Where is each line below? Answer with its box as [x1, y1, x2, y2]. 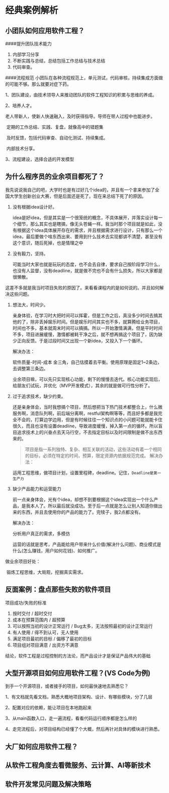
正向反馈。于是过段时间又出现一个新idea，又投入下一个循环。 [17, 337, 145, 343]
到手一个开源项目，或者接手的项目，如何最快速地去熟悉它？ [5, 683, 129, 689]
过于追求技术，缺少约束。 [12, 393, 66, 399]
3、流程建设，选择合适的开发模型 [5, 156, 74, 162]
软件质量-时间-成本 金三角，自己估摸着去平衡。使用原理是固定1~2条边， [12, 359, 162, 365]
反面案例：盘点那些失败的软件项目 [5, 585, 111, 594]
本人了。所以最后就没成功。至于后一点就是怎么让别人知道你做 [30, 503, 158, 509]
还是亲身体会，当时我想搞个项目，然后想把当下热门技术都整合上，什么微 [12, 404, 162, 410]
